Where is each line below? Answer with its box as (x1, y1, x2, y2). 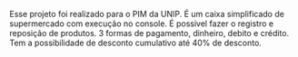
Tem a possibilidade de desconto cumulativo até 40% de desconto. (9, 37, 262, 48)
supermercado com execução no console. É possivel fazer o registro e (9, 18, 274, 29)
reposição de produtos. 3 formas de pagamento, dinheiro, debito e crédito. (9, 28, 289, 38)
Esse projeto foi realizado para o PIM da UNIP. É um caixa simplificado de (9, 9, 284, 19)
